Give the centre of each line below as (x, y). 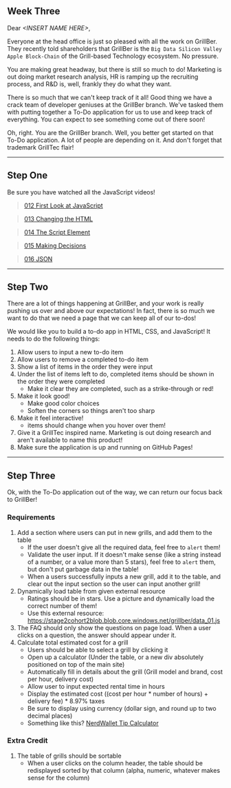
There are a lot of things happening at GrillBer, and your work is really (106, 303)
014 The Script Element (57, 232)
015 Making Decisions (55, 245)
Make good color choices (63, 403)
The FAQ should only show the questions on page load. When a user (114, 627)
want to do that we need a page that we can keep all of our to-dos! (102, 318)
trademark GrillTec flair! (41, 147)
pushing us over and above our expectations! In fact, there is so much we (111, 311)
